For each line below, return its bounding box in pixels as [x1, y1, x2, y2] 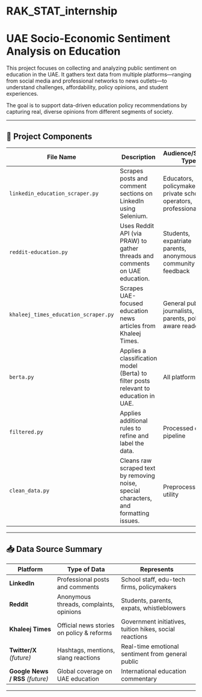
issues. [120, 516, 140, 525]
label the [120, 439, 144, 447]
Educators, [163, 174, 194, 182]
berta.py [9, 373, 34, 380]
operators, [163, 197, 192, 205]
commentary [121, 674, 158, 683]
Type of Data [67, 565, 105, 573]
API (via [120, 229, 142, 237]
